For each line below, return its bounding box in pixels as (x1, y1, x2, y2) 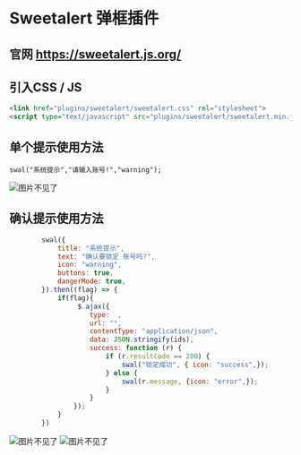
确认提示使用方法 (9, 211, 104, 227)
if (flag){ (56, 293, 94, 303)
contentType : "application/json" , (89, 327, 219, 336)
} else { (105, 368, 139, 377)
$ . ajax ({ (77, 302, 110, 311)
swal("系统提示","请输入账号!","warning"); (9, 165, 162, 175)
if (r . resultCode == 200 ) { (105, 352, 211, 361)
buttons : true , (56, 269, 115, 278)
